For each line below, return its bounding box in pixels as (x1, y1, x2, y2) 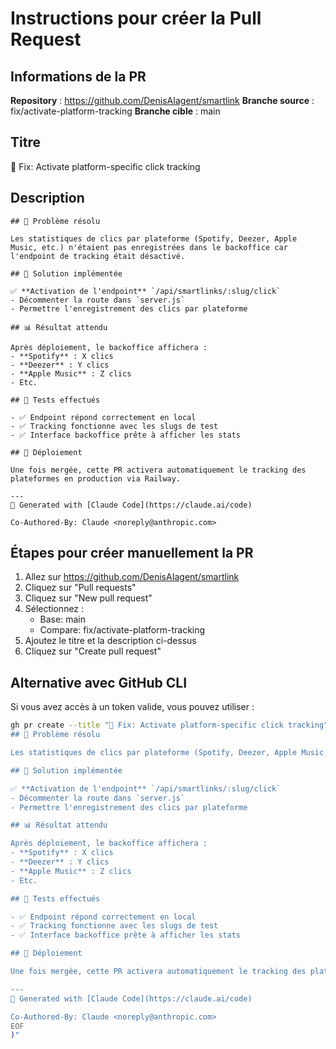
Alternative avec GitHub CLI (10, 674, 188, 691)
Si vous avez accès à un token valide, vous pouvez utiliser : (10, 701, 255, 713)
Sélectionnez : (24, 603, 85, 615)
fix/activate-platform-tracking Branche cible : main (10, 105, 221, 117)
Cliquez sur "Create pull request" (24, 645, 162, 657)
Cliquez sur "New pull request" (24, 592, 153, 604)
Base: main (39, 613, 86, 626)
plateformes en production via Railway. (10, 473, 182, 484)
